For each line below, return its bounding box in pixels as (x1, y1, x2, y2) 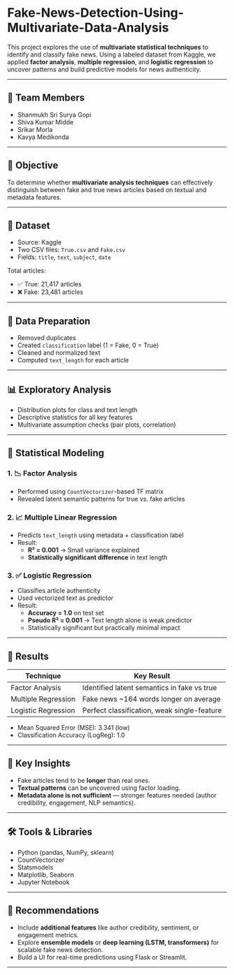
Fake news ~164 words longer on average (82, 694, 221, 704)
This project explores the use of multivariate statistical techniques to (7, 43, 209, 51)
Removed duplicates (17, 334, 77, 342)
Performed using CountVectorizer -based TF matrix (17, 487, 164, 495)
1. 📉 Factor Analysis (7, 469, 78, 478)
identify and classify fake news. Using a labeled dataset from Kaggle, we (7, 50, 216, 59)
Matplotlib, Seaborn (17, 870, 75, 879)
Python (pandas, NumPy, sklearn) (17, 848, 114, 856)
